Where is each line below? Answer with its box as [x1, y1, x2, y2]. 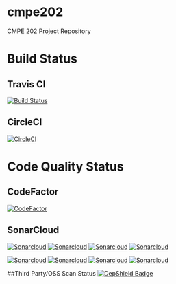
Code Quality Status [7, 159, 125, 174]
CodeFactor [7, 186, 59, 198]
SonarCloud [7, 224, 60, 236]
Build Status [7, 51, 77, 67]
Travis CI [7, 78, 46, 90]
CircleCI [7, 116, 42, 128]
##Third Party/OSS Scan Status [7, 269, 96, 277]
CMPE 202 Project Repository [7, 27, 91, 35]
